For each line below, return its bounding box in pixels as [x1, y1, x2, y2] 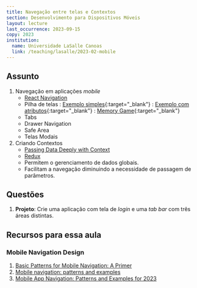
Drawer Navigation [24, 120, 71, 127]
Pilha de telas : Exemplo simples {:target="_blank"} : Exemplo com [24, 100, 190, 107]
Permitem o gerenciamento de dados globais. [24, 159, 139, 166]
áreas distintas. [15, 212, 54, 220]
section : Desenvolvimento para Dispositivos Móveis [6, 15, 140, 21]
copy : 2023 [6, 32, 34, 38]
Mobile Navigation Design [6, 248, 85, 256]
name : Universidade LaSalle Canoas [12, 43, 102, 49]
